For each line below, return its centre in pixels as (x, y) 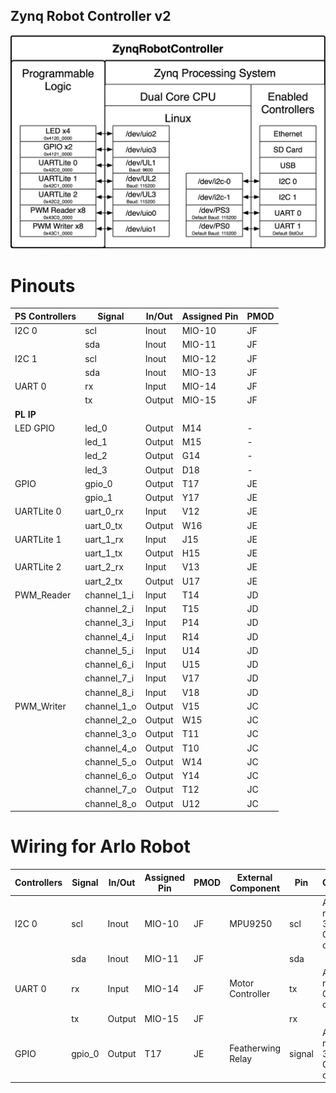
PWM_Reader (43, 595)
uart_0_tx (103, 525)
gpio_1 (98, 498)
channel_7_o (110, 790)
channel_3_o (110, 734)
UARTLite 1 (38, 539)
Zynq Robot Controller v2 (91, 16)
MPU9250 (251, 923)
